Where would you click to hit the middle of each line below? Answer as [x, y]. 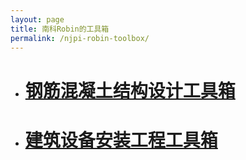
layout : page [37, 19]
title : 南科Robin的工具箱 [60, 29]
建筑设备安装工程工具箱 [121, 140]
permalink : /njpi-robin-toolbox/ [80, 38]
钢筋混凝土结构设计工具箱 [130, 90]
